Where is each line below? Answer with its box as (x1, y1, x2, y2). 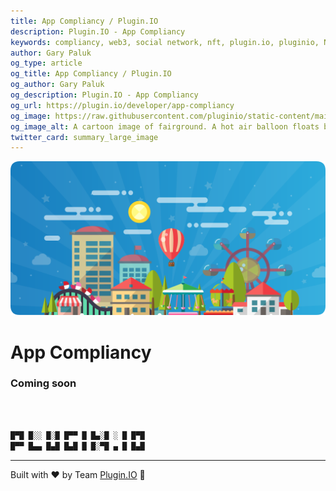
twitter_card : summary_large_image (10, 132, 159, 142)
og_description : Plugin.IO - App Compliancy (10, 90, 199, 100)
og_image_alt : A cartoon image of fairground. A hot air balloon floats (10, 121, 320, 132)
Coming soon (10, 376, 77, 390)
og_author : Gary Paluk (10, 80, 105, 90)
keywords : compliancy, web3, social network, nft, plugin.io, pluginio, (10, 37, 320, 47)
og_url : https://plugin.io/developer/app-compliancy (10, 100, 235, 110)
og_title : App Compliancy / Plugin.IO (10, 69, 172, 79)
